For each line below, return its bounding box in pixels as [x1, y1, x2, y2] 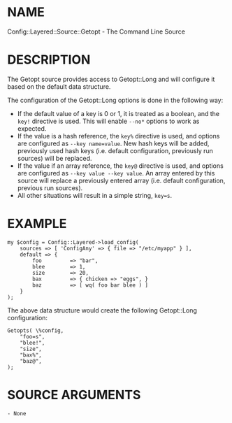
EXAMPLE [7, 216, 67, 231]
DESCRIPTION [7, 52, 91, 68]
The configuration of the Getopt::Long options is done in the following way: [7, 96, 224, 104]
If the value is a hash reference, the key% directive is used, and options [17, 131, 220, 140]
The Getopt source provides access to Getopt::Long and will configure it [7, 75, 215, 83]
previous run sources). [17, 183, 83, 192]
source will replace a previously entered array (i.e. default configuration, [17, 176, 226, 185]
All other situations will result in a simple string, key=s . [17, 191, 173, 199]
